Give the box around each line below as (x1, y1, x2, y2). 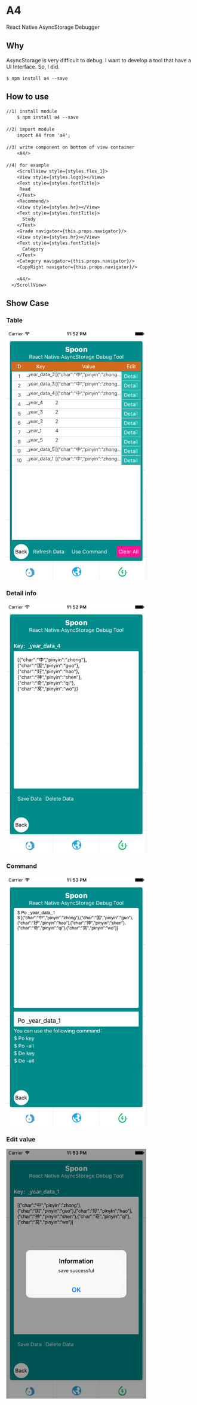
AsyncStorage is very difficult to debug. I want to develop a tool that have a (6, 56, 192, 63)
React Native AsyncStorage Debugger (6, 23, 100, 31)
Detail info (6, 589, 37, 598)
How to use (6, 92, 49, 102)
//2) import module (6, 126, 55, 132)
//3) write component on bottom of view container (6, 144, 135, 150)
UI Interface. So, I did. (6, 63, 60, 70)
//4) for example (6, 162, 50, 168)
